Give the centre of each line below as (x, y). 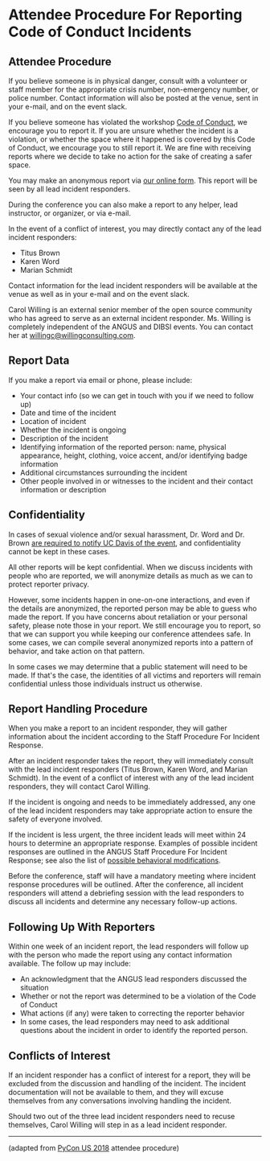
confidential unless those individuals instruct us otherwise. (105, 683)
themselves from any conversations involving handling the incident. (120, 1101)
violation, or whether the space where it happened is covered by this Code (132, 139)
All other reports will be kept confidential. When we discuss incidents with (131, 567)
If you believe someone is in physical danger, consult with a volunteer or (128, 81)
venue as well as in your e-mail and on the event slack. (99, 294)
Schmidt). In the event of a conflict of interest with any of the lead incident (131, 778)
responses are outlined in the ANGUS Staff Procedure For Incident (118, 852)
